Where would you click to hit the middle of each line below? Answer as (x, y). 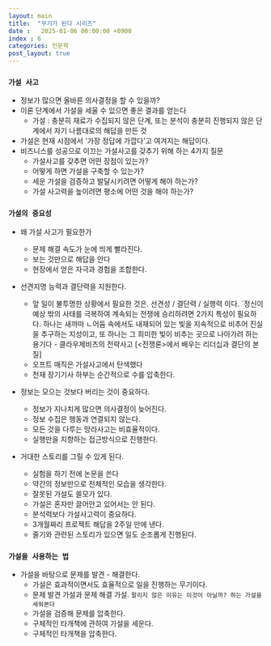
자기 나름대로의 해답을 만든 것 (100, 131)
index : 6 (25, 38)
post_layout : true (39, 53)
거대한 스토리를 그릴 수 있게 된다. (72, 456)
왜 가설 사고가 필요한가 (56, 232)
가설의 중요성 (30, 214)
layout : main (30, 16)
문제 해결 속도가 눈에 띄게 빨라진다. (87, 249)
